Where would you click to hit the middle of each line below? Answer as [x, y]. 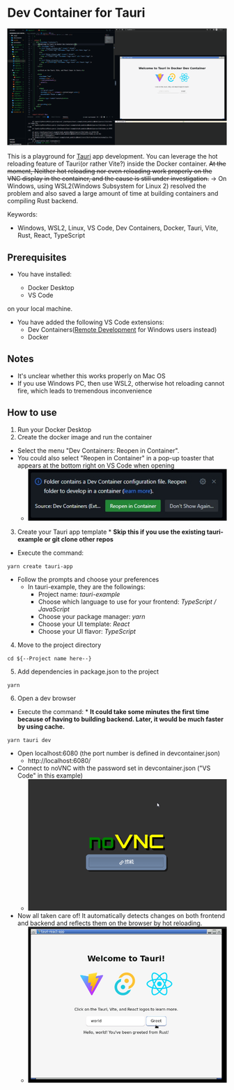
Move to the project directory [59, 645]
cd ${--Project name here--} [49, 659]
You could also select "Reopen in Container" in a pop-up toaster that [116, 458]
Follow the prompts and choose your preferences [88, 580]
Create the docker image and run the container [85, 437]
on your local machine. [40, 308]
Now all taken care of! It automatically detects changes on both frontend [121, 915]
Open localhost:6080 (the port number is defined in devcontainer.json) [119, 753]
